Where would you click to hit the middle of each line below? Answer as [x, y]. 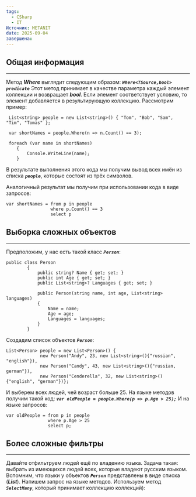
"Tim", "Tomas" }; [28, 123]
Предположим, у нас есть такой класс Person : [64, 252]
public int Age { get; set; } [74, 278]
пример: [17, 107]
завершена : [19, 39]
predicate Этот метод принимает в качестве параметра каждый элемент [98, 88]
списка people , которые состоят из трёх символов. [69, 176]
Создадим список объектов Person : [50, 340]
